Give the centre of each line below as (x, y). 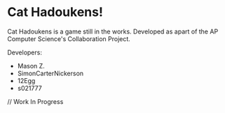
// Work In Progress (35, 101)
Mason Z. (31, 66)
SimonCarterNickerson (50, 73)
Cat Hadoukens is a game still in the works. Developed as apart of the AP (113, 31)
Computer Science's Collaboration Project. (69, 38)
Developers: (25, 52)
